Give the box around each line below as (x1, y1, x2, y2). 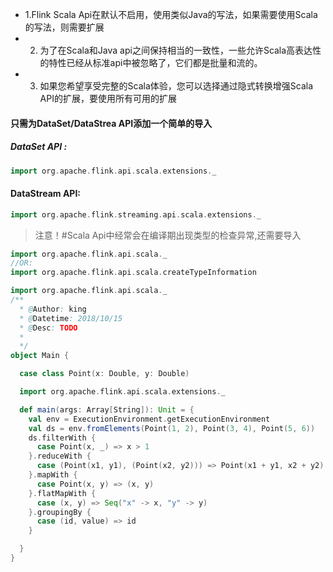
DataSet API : (10, 141, 68, 153)
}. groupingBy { (28, 507, 92, 517)
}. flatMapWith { (28, 488, 97, 498)
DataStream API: (10, 188, 82, 200)
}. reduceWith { (28, 451, 92, 462)
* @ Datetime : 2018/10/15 (19, 313, 123, 323)
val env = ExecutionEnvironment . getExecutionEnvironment (28, 414, 271, 424)
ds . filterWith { (28, 433, 97, 443)
